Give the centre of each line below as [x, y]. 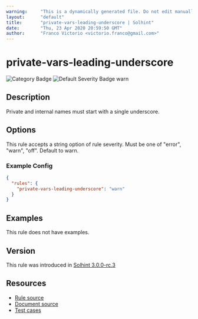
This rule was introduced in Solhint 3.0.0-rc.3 [61, 265]
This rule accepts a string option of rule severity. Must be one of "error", [94, 144]
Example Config [29, 165]
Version [21, 251]
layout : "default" [35, 17]
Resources [26, 283]
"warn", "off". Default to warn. [42, 150]
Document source [37, 304]
